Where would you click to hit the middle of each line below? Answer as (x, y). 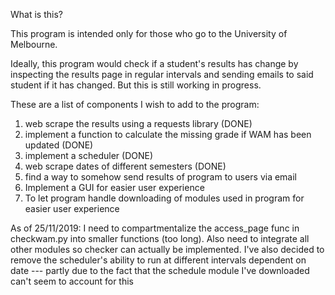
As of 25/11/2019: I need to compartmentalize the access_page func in (155, 228)
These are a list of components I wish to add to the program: (135, 104)
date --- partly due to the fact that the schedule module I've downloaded (160, 270)
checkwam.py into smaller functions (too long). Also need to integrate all (160, 238)
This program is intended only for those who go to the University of (149, 33)
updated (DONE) (59, 145)
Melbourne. (34, 44)
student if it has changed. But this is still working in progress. (136, 85)
